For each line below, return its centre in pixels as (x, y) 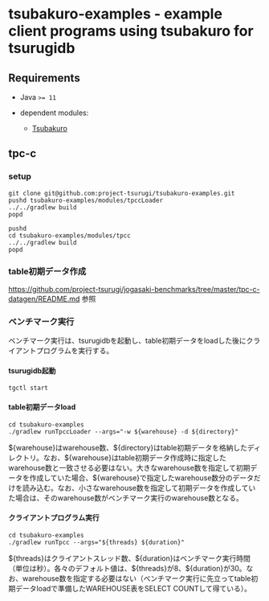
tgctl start (28, 388)
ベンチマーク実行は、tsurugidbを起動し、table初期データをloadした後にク (131, 341)
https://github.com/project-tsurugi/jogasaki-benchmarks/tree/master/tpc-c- (134, 289)
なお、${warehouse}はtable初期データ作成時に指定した (135, 457)
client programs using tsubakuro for (131, 31)
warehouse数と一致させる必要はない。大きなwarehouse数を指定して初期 (129, 467)
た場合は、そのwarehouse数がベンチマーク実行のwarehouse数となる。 (126, 498)
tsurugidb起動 (32, 370)
